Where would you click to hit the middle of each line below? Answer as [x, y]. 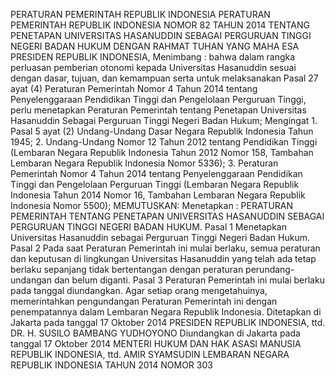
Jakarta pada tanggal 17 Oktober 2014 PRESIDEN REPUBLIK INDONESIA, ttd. [168, 322]
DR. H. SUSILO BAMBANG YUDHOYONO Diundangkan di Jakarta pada [155, 333]
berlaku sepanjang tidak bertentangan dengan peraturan [127, 269]
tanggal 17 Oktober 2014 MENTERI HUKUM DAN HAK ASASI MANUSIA [156, 343]
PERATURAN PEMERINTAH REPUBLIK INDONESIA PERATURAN [140, 14]
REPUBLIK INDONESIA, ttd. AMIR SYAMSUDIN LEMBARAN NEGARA [150, 354]
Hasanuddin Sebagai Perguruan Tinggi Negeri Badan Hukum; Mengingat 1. [164, 120]
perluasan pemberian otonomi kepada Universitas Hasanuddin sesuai [153, 67]
